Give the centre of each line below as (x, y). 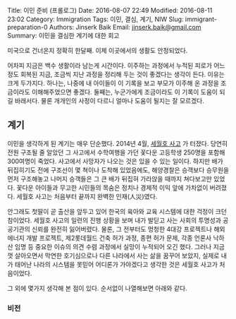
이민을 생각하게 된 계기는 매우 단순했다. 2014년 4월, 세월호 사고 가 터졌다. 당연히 (117, 143)
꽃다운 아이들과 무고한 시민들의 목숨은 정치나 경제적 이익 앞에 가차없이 (112, 187)
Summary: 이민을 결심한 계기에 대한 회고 (63, 35)
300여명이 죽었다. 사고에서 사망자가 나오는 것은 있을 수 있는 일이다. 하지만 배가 (115, 161)
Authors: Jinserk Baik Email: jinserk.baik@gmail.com (125, 27)
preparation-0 (27, 27)
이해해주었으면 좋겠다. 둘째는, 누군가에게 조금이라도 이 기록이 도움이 (125, 92)
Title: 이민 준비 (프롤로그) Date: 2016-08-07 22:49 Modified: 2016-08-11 (110, 10)
